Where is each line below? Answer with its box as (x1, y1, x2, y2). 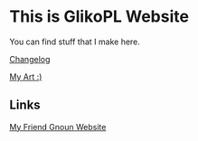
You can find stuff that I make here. (9, 36, 140, 47)
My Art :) (9, 70, 42, 82)
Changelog (9, 53, 51, 64)
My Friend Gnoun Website (9, 121, 107, 132)
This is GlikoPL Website (9, 6, 190, 27)
